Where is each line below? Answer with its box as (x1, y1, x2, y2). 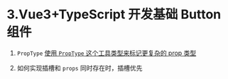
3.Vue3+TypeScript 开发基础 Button (6, 6, 222, 23)
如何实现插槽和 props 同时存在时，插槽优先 (16, 63, 143, 72)
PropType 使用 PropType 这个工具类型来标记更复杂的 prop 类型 (16, 49, 197, 57)
